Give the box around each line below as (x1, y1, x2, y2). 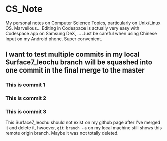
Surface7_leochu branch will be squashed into (5, 58, 152, 67)
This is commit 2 (5, 95, 47, 102)
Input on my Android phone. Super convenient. (5, 36, 102, 42)
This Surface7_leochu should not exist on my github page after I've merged (5, 119, 161, 126)
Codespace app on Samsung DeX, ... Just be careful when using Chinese (5, 30, 157, 36)
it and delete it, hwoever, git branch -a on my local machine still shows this (5, 125, 162, 131)
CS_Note (5, 3, 43, 15)
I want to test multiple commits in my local (5, 50, 140, 59)
